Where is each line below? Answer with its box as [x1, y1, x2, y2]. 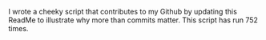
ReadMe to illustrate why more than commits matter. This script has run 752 [8, 15, 259, 25]
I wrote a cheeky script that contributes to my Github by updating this [8, 7, 238, 16]
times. [8, 24, 29, 33]
